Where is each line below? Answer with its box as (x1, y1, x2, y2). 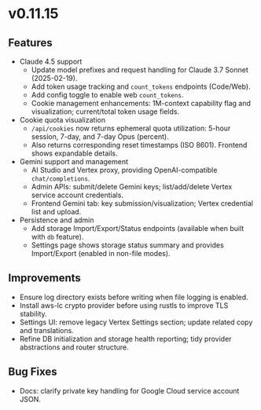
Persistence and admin (19, 215, 94, 225)
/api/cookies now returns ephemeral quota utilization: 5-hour (31, 123, 231, 133)
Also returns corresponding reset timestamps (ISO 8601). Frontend (31, 141, 248, 149)
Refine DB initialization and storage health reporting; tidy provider (19, 334, 232, 343)
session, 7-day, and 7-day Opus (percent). (31, 132, 169, 141)
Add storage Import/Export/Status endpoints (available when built (31, 224, 244, 232)
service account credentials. (31, 190, 124, 200)
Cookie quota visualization (19, 115, 106, 124)
